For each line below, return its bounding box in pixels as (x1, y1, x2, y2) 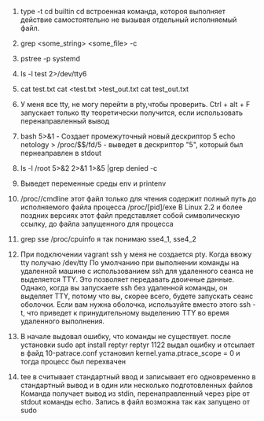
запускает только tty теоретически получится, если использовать (20, 108, 243, 117)
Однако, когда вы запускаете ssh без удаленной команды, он (20, 283, 228, 292)
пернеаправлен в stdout (20, 149, 101, 157)
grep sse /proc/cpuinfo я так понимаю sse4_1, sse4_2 (20, 235, 197, 243)
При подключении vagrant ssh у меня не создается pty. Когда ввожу (20, 249, 252, 259)
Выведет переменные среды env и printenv (20, 179, 167, 188)
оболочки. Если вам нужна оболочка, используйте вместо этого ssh (20, 300, 251, 309)
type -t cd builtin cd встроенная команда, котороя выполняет (20, 7, 226, 16)
